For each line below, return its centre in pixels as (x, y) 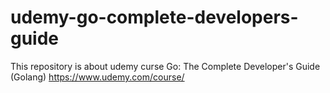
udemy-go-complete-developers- (154, 17)
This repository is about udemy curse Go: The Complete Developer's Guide (165, 66)
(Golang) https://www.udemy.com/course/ (97, 77)
